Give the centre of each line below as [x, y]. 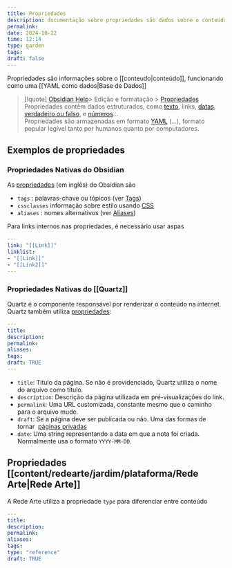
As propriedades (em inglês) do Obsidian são [71, 185]
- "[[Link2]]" [28, 265]
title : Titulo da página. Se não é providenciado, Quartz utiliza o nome [117, 382]
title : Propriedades [37, 13]
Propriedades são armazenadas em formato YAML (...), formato [114, 121]
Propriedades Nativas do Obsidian [66, 170]
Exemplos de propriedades [66, 150]
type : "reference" [33, 553]
